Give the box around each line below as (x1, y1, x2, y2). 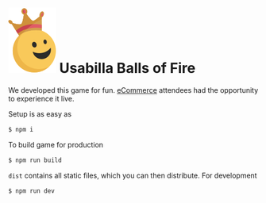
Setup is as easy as (8, 109, 72, 118)
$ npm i (8, 125, 34, 133)
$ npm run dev (8, 186, 56, 195)
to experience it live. (8, 94, 75, 103)
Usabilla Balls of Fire (59, 59, 196, 78)
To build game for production (8, 140, 104, 149)
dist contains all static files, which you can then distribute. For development (8, 170, 257, 180)
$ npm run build (8, 156, 62, 164)
